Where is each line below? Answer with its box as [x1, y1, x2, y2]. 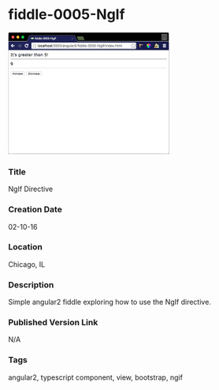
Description [8, 279, 54, 290]
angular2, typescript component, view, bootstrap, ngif [8, 373, 184, 382]
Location [8, 242, 43, 253]
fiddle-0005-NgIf [8, 6, 125, 24]
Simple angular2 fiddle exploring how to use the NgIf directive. [8, 298, 211, 307]
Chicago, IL [8, 259, 46, 269]
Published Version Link [8, 317, 98, 328]
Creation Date [8, 204, 63, 215]
